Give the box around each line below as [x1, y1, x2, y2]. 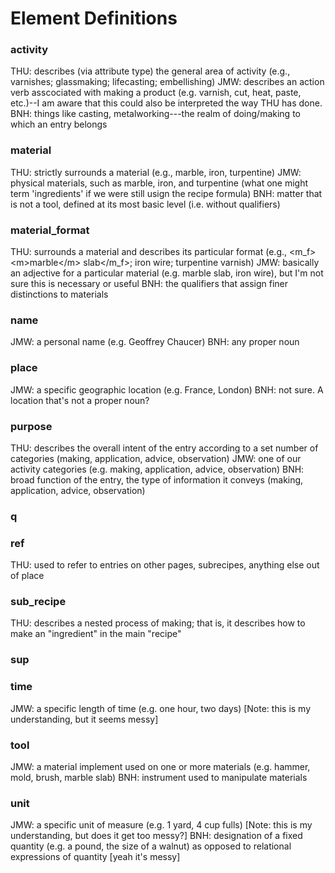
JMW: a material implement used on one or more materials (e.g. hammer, [10, 761, 311, 772]
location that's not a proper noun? [10, 394, 150, 406]
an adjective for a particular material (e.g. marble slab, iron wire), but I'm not [10, 267, 324, 279]
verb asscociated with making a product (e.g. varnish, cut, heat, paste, [10, 87, 302, 99]
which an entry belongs [10, 118, 108, 131]
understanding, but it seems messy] [10, 713, 159, 725]
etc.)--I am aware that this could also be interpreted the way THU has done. [10, 97, 323, 109]
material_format [10, 223, 90, 237]
